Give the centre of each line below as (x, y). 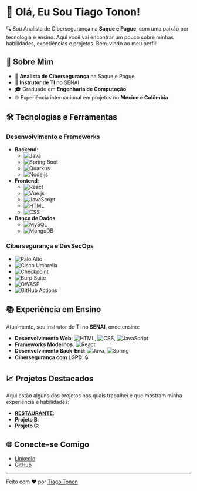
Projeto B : (27, 420)
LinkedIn (25, 459)
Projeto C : (27, 426)
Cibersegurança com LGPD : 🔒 (51, 357)
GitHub (23, 465)
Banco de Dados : (36, 218)
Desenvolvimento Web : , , (65, 338)
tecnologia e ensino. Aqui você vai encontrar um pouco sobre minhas (90, 37)
